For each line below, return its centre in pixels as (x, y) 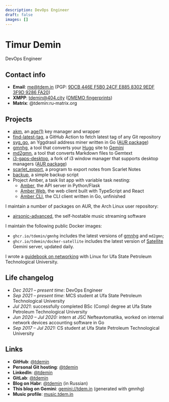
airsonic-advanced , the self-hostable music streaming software (79, 216)
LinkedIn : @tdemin (33, 372)
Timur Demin (33, 45)
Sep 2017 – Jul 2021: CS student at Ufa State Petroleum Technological (86, 328)
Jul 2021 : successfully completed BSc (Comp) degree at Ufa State (82, 306)
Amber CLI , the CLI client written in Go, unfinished (73, 196)
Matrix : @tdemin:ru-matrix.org (45, 103)
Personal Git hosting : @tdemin (45, 367)
